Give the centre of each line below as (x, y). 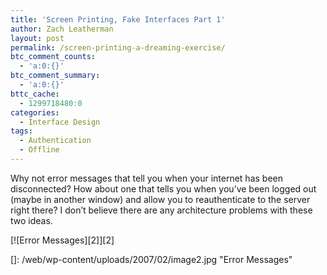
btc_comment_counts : (53, 57)
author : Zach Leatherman (62, 29)
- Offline (39, 150)
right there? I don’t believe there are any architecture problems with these (161, 210)
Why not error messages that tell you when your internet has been (146, 178)
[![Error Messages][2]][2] (62, 240)
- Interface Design (60, 122)
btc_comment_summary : (55, 76)
